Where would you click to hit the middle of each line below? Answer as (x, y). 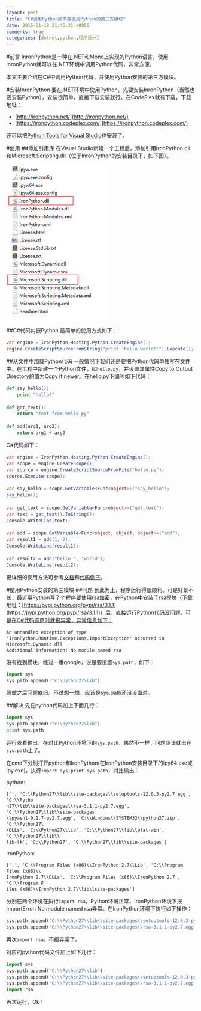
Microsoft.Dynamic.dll (34, 644)
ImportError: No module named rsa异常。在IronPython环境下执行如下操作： (99, 909)
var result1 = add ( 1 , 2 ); (38, 540)
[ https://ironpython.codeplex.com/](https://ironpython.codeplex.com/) (101, 123)
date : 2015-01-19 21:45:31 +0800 (48, 25)
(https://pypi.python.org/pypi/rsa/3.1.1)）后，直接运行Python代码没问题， (96, 612)
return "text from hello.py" (53, 414)
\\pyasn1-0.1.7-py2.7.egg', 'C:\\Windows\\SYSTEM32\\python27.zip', (93, 818)
